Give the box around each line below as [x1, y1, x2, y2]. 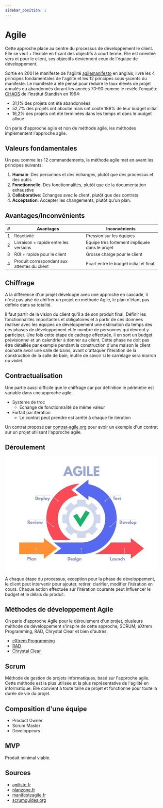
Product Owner [12, 718, 43, 724]
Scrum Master [12, 723, 41, 728]
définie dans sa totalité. [5, 302, 52, 307]
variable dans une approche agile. [5, 389, 73, 395]
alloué [12, 115, 25, 121]
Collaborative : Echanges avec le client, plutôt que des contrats [12, 192, 139, 198]
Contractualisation [5, 372, 63, 380]
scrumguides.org [12, 797, 47, 803]
